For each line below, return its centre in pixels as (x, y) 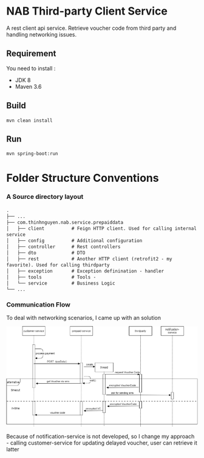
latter (13, 449)
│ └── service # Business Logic (61, 283)
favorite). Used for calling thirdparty (58, 265)
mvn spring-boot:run (32, 154)
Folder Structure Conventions (83, 178)
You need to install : (31, 68)
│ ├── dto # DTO (46, 253)
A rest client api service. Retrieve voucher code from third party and (91, 28)
